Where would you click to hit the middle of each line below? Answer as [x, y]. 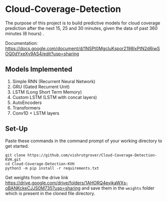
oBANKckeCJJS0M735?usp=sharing [43, 188]
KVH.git [13, 159]
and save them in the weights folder [118, 188]
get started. [17, 146]
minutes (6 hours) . [25, 33]
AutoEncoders [27, 102]
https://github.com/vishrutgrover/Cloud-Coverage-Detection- [92, 155]
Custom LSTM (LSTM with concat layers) [55, 97]
